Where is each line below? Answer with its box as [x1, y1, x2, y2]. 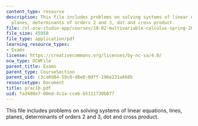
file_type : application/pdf [6, 36, 75, 42]
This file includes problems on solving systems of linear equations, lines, [6, 107, 183, 114]
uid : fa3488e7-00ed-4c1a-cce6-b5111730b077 [6, 91, 115, 97]
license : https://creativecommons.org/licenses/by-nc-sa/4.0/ [6, 52, 162, 58]
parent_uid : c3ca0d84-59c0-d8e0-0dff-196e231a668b [6, 74, 133, 80]
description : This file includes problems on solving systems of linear [6, 14, 189, 20]
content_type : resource [6, 8, 65, 15]
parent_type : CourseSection [6, 69, 75, 75]
